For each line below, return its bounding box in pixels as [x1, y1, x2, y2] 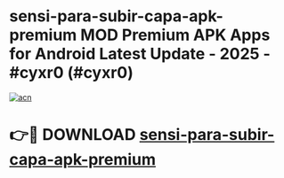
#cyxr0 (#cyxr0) [9, 63, 134, 83]
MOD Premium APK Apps [79, 25, 271, 45]
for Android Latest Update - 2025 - [9, 44, 272, 64]
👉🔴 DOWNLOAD [9, 125, 136, 145]
